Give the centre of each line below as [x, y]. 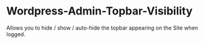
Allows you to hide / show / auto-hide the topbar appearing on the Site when [102, 28]
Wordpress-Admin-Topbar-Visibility [100, 11]
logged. [16, 34]
